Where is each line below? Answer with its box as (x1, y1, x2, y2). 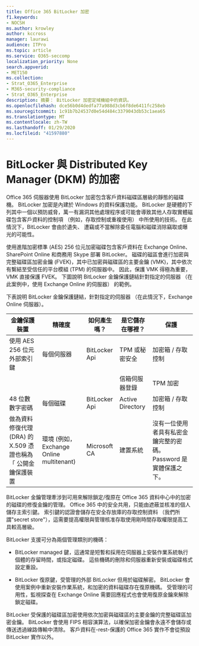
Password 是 (152, 454, 188, 463)
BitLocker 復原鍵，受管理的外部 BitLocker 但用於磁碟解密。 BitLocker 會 (14, 576, 191, 583)
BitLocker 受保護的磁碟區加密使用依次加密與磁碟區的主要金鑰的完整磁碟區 (6, 611, 187, 618)
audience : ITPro (6, 42, 46, 48)
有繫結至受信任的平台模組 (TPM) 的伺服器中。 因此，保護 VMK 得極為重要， (6, 265, 191, 272)
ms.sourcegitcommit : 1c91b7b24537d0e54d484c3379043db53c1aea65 (6, 108, 166, 114)
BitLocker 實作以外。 (6, 633, 57, 640)
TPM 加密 (152, 379, 179, 387)
